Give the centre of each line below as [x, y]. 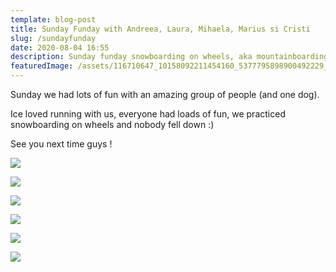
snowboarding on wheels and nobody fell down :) [112, 124]
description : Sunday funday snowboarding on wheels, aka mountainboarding [169, 57]
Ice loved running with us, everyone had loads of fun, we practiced [148, 114]
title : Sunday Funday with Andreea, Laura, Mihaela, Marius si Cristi [160, 29]
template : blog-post [53, 19]
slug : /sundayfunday [53, 38]
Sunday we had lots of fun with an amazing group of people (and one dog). [165, 94]
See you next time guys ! [61, 144]
